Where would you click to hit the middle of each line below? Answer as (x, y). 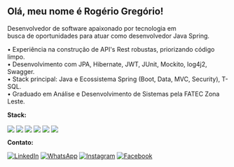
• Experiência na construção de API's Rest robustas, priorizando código (111, 49)
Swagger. (21, 71)
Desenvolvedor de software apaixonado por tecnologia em (92, 28)
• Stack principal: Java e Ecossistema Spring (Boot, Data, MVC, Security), (114, 79)
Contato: (20, 142)
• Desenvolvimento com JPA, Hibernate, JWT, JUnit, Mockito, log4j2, (107, 64)
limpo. (16, 57)
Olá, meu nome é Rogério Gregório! (85, 12)
